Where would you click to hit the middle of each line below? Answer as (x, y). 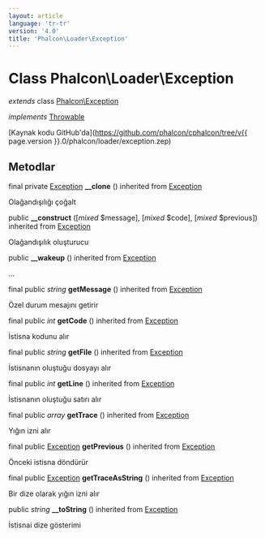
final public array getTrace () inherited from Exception (99, 415)
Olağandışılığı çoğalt (43, 202)
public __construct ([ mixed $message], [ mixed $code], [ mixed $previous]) (133, 217)
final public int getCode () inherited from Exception (93, 321)
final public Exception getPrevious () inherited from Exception (112, 446)
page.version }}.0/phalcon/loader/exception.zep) (90, 141)
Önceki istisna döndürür (49, 462)
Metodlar (32, 167)
